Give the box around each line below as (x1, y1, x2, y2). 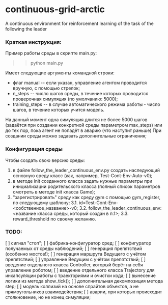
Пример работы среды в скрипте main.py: (5, 50, 97, 57)
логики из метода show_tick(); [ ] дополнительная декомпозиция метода (5, 278, 163, 284)
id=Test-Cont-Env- (78, 200, 119, 206)
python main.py (30, 60, 64, 66)
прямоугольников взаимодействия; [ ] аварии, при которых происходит (5, 289, 162, 295)
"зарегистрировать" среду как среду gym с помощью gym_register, (12, 194, 161, 200)
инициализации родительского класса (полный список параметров (12, 183, 160, 189)
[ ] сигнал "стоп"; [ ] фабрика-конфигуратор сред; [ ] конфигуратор (5, 240, 152, 246)
